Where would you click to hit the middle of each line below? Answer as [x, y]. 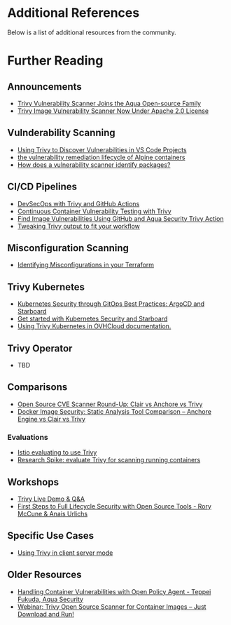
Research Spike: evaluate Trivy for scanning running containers [109, 460]
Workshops [33, 482]
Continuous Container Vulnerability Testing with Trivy [94, 211]
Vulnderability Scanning [61, 133]
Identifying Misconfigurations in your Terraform [86, 265]
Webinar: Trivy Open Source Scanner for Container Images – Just [112, 606]
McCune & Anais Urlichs [52, 513]
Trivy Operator [40, 348]
